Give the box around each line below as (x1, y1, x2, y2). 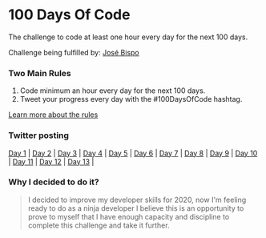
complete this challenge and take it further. (27, 220, 170, 230)
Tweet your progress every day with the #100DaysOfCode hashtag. (19, 95, 243, 104)
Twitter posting (8, 130, 70, 141)
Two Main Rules (8, 67, 71, 79)
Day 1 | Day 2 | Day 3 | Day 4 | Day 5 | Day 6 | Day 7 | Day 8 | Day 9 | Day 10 (8, 148, 258, 158)
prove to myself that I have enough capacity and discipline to (27, 212, 230, 221)
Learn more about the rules (8, 110, 99, 119)
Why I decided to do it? (8, 176, 99, 188)
